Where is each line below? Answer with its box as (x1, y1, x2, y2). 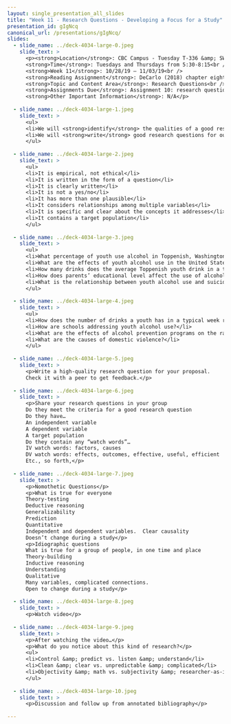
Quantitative (25, 521, 63, 528)
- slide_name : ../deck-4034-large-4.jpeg (13, 298, 134, 305)
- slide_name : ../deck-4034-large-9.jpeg (13, 624, 134, 630)
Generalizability (25, 509, 76, 516)
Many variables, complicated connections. (25, 579, 149, 586)
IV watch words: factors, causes (25, 445, 122, 452)
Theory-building (25, 553, 72, 560)
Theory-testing (25, 496, 69, 503)
